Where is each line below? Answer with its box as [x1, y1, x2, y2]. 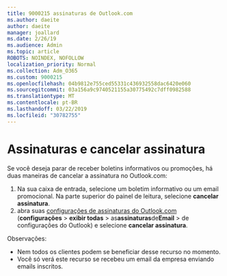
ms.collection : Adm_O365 [7, 67, 78, 74]
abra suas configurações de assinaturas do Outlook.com [16, 206, 177, 214]
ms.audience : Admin [7, 42, 63, 49]
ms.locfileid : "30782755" [7, 112, 81, 118]
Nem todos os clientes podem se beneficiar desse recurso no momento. [16, 247, 221, 255]
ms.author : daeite [7, 16, 59, 23]
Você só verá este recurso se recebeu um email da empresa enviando [16, 255, 214, 263]
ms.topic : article [7, 49, 59, 55]
